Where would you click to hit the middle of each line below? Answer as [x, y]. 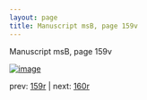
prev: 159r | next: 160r [49, 86]
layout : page [34, 17]
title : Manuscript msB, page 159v [74, 26]
